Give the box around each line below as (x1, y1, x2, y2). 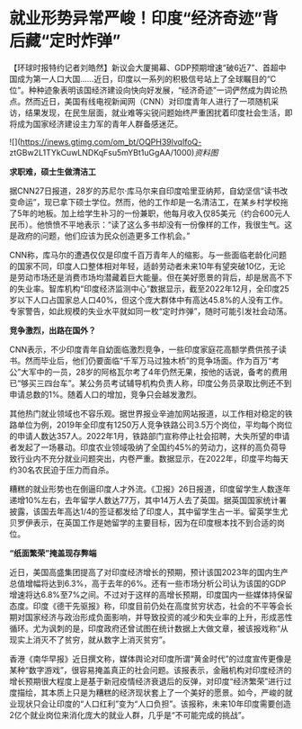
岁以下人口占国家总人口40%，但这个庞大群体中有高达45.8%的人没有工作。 (9, 294, 288, 305)
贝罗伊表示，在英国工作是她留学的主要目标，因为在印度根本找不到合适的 (9, 517, 277, 527)
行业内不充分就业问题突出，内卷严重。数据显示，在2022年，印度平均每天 (16, 453, 289, 463)
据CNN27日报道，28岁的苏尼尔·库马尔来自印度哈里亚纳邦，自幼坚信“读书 (9, 185, 280, 196)
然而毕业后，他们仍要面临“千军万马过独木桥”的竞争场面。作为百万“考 (24, 355, 280, 365)
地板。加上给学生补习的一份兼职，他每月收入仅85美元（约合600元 (37, 208, 283, 219)
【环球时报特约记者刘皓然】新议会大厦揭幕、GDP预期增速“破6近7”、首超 (9, 62, 279, 73)
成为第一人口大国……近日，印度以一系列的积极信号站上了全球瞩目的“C (16, 73, 277, 84)
